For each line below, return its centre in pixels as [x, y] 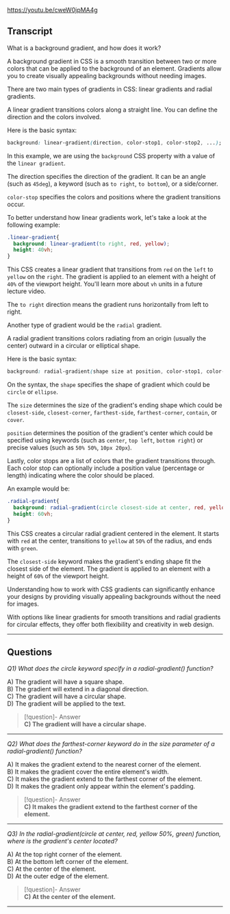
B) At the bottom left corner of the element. [68, 862]
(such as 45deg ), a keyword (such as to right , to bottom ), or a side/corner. [113, 184]
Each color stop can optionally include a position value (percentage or [106, 468]
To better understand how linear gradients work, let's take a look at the [107, 217]
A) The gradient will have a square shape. [66, 682]
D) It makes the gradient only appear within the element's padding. [101, 787]
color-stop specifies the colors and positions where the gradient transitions [114, 197]
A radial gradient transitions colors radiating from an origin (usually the [107, 338]
